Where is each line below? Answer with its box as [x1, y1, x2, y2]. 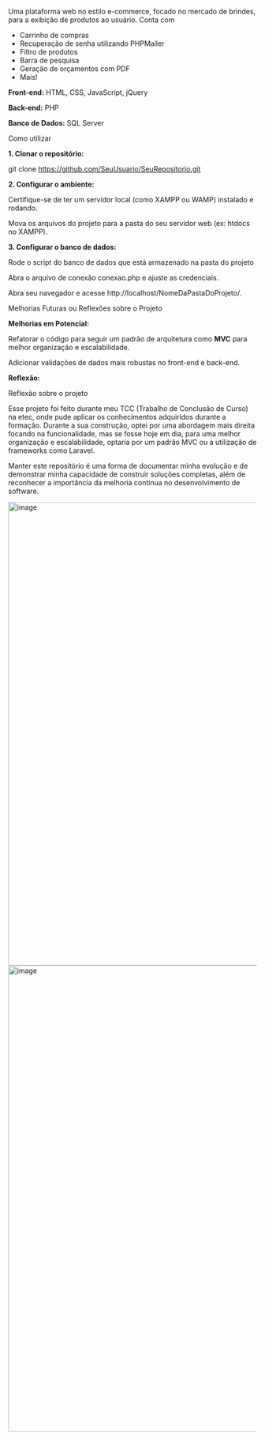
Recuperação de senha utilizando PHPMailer [19, 39, 165, 48]
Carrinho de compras [19, 31, 89, 40]
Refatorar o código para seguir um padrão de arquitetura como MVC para [8, 334, 248, 343]
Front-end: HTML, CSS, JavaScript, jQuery [8, 88, 148, 97]
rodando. [8, 203, 38, 213]
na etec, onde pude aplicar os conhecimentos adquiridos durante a [8, 413, 226, 421]
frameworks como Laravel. [8, 446, 95, 455]
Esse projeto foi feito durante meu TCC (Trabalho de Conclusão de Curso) [8, 404, 248, 413]
